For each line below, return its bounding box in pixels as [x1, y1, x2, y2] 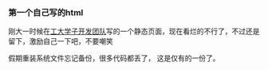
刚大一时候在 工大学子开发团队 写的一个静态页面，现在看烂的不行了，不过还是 [8, 26, 260, 37]
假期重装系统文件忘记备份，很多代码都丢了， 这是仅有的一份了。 [8, 53, 220, 63]
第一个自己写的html [8, 6, 84, 17]
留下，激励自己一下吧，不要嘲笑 [8, 37, 113, 46]
